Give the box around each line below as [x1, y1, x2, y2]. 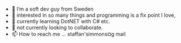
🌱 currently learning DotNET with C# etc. [11, 18, 110, 24]
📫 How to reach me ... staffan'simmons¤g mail [11, 31, 126, 37]
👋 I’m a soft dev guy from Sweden [11, 6, 94, 12]
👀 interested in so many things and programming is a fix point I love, [11, 12, 176, 19]
